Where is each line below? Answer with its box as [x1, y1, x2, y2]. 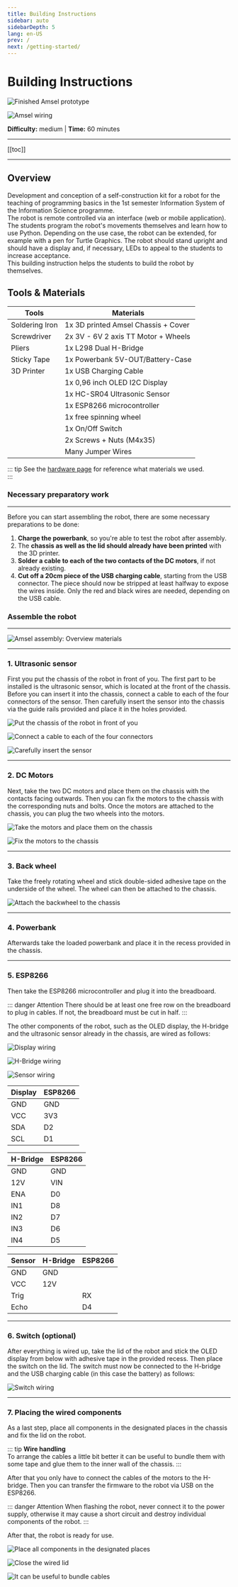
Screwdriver [11, 331, 52, 341]
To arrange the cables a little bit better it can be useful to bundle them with [7, 1452, 225, 1461]
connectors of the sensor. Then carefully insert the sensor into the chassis [7, 697, 225, 706]
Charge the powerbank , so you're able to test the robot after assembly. [17, 533, 227, 542]
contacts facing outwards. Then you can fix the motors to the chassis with [7, 794, 225, 803]
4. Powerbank [7, 922, 57, 932]
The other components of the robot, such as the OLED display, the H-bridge [7, 1022, 229, 1030]
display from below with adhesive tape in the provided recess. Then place [7, 1354, 223, 1362]
